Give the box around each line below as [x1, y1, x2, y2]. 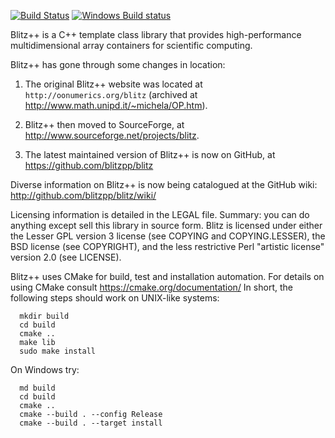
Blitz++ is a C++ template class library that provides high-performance [10, 29, 302, 40]
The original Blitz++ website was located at [24, 78, 203, 90]
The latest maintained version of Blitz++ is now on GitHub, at [24, 149, 276, 160]
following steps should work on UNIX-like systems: [10, 292, 220, 304]
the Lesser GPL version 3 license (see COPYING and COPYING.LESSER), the [10, 230, 326, 242]
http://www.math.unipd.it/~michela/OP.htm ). [24, 100, 208, 111]
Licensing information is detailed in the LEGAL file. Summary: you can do [10, 209, 310, 220]
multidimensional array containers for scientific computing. [10, 40, 253, 51]
